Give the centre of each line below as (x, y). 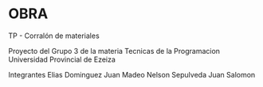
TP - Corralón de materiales (54, 36)
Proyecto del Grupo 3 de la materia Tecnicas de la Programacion (114, 51)
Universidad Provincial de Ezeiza (62, 59)
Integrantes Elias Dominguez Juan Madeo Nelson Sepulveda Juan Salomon (132, 74)
